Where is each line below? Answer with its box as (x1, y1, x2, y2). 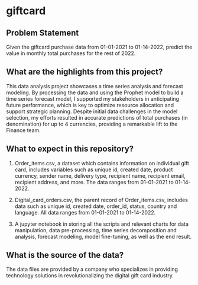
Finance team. (6, 126, 41, 134)
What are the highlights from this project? (6, 67, 163, 77)
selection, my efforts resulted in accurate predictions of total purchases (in (6, 114, 188, 121)
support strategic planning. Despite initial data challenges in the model (6, 108, 178, 115)
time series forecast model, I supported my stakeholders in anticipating (6, 95, 179, 102)
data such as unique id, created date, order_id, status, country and (14, 203, 177, 210)
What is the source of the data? (6, 250, 124, 260)
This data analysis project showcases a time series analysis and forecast (6, 82, 183, 89)
